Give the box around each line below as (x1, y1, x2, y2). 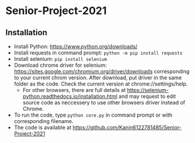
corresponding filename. (13, 118, 74, 124)
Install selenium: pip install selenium (13, 56, 107, 62)
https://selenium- (127, 87, 169, 93)
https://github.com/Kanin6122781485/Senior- (72, 124, 182, 131)
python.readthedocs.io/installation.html (22, 93, 118, 100)
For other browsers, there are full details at (22, 87, 126, 93)
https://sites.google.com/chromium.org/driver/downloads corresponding (13, 68, 190, 74)
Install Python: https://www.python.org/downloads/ (13, 43, 138, 50)
